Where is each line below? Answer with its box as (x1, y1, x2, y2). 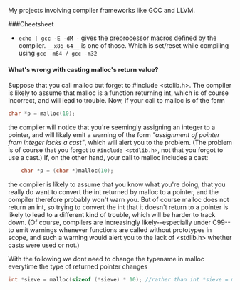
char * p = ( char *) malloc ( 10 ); (21, 167, 114, 174)
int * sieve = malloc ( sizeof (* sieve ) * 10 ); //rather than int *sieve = (8, 276, 229, 283)
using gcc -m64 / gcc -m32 (18, 49, 98, 57)
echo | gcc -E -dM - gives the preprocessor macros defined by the (18, 34, 217, 42)
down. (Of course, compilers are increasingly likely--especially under (8, 218, 212, 226)
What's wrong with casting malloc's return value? (8, 65, 159, 74)
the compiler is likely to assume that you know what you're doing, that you (8, 180, 226, 189)
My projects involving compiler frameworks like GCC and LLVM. (8, 6, 195, 14)
